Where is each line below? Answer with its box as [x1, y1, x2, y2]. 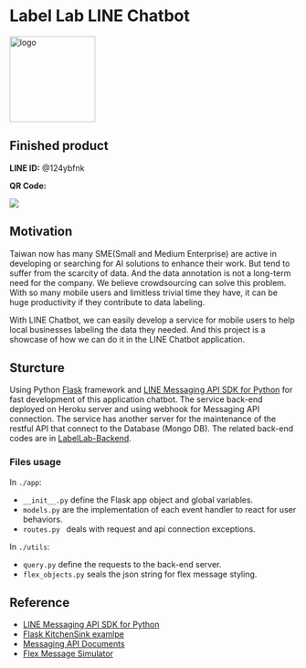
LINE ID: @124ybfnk [9, 162, 85, 174]
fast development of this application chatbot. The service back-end [9, 394, 263, 405]
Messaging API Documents [22, 639, 125, 650]
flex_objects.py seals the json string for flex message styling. [22, 568, 258, 579]
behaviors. [22, 514, 63, 525]
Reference [9, 595, 70, 610]
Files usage [9, 456, 62, 469]
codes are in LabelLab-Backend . [9, 433, 132, 444]
